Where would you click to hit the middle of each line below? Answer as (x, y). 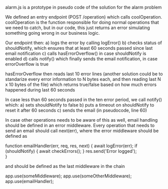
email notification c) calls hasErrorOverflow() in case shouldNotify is (76, 53)
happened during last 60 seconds (40, 90)
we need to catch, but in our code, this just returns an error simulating (77, 28)
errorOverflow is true (27, 64)
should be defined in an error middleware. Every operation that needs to (80, 125)
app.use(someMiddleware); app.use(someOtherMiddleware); (68, 176)
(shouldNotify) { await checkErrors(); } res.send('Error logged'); (71, 151)
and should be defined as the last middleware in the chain (65, 166)
